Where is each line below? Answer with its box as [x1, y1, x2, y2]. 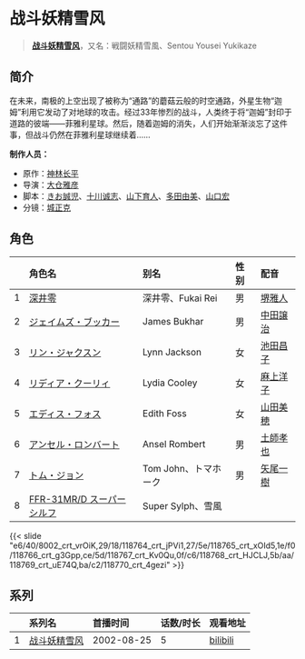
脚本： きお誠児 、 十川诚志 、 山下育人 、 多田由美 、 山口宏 [22, 190, 230, 201]
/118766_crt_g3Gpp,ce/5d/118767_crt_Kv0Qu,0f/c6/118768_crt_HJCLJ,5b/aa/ [9, 549, 295, 560]
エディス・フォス [28, 407, 102, 420]
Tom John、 [142, 462, 195, 474]
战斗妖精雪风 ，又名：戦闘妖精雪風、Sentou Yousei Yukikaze [31, 40, 257, 51]
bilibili [209, 634, 234, 646]
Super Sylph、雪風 [142, 499, 222, 512]
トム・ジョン [28, 469, 84, 482]
